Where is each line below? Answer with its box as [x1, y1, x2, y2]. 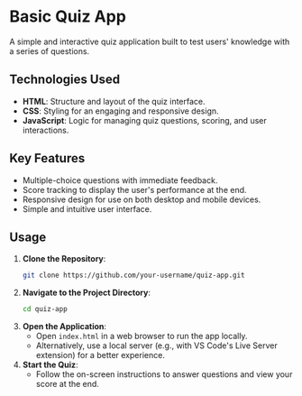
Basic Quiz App [9, 6, 126, 27]
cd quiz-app [22, 305, 68, 314]
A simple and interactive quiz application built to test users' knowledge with [9, 36, 290, 47]
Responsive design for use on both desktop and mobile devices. [22, 194, 261, 205]
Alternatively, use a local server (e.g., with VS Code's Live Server [35, 340, 278, 351]
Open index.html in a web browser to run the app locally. [35, 331, 248, 342]
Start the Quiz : [22, 359, 78, 371]
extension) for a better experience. [35, 350, 165, 361]
